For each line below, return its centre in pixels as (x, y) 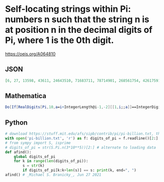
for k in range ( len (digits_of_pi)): (51, 161)
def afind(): (18, 152)
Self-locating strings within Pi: (68, 9)
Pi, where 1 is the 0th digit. (60, 40)
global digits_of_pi (35, 156)
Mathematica (26, 96)
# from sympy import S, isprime (38, 143)
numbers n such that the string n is (77, 19)
